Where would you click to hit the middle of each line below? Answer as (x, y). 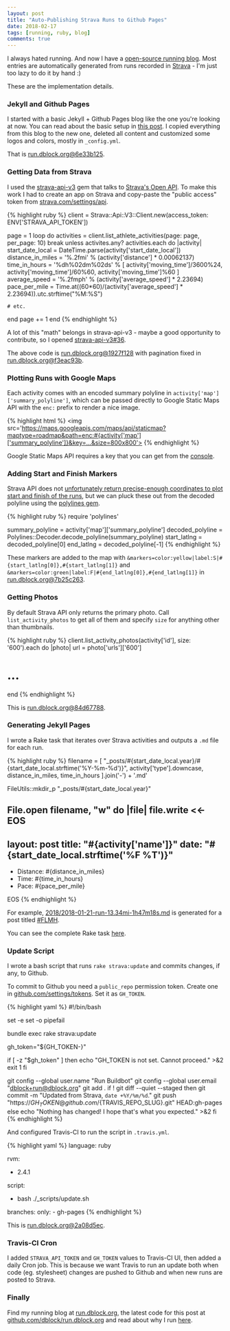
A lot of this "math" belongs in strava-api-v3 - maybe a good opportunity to (114, 332)
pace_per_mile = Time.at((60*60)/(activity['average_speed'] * (95, 286)
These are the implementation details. (60, 86)
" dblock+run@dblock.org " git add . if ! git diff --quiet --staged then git (106, 1088)
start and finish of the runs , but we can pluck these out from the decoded (111, 496)
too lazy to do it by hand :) (44, 73)
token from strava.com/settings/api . (58, 201)
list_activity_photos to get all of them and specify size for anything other (113, 620)
